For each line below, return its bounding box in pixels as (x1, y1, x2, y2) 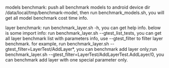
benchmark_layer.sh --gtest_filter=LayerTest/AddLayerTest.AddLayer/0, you (5, 51, 164, 57)
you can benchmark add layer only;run (76, 46, 157, 52)
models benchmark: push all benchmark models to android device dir (5, 5, 151, 10)
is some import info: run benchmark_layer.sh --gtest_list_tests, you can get (5, 30, 161, 36)
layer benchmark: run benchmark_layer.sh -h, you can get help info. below (5, 25, 161, 31)
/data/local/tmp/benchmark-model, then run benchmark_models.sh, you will (5, 10, 164, 16)
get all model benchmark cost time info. (5, 15, 88, 21)
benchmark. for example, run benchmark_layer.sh (5, 41, 109, 47)
